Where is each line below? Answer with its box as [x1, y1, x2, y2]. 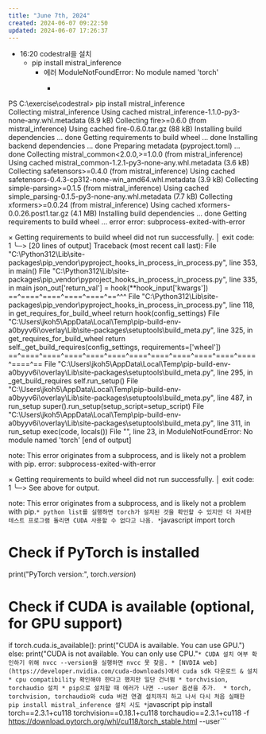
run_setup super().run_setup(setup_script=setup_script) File [8, 402, 205, 411]
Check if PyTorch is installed [8, 543, 200, 561]
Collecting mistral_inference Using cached [8, 107, 147, 117]
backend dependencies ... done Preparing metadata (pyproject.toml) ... [8, 141, 241, 151]
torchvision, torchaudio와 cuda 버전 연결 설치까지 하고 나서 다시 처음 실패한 [8, 693, 245, 701]
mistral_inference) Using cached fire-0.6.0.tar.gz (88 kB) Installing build [8, 124, 242, 134]
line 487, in [217, 393, 253, 402]
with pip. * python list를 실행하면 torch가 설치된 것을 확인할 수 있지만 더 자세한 [8, 507, 253, 517]
